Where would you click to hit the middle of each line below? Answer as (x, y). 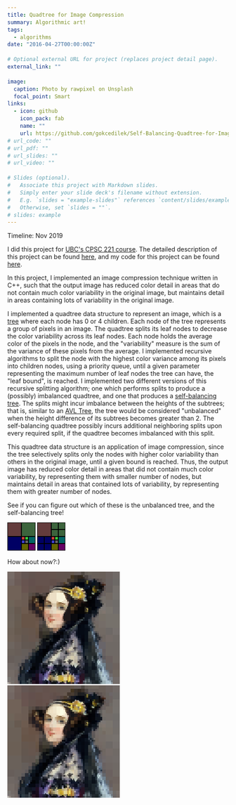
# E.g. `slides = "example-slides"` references (81, 200)
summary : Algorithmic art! (47, 22)
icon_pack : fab (42, 119)
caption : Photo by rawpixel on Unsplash (73, 89)
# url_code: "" (29, 140)
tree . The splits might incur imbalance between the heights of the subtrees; (116, 403)
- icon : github (36, 111)
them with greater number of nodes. (60, 492)
